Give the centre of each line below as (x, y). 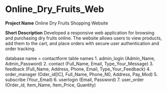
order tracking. (20, 48)
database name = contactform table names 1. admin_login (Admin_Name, (80, 58)
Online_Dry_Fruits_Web (55, 9)
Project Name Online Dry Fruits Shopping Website (57, 23)
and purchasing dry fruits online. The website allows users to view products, (83, 38)
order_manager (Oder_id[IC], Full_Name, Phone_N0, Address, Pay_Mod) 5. (82, 74)
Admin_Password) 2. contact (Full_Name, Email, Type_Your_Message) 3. (79, 63)
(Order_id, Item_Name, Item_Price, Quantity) (51, 85)
